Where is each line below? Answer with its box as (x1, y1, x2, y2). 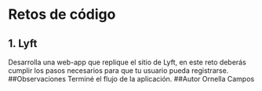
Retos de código (8, 5, 116, 24)
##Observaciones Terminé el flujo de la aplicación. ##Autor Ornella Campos (8, 75, 255, 83)
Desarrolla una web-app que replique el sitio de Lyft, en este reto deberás (8, 57, 247, 67)
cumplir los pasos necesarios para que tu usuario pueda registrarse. (8, 66, 229, 75)
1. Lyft (8, 37, 38, 50)
